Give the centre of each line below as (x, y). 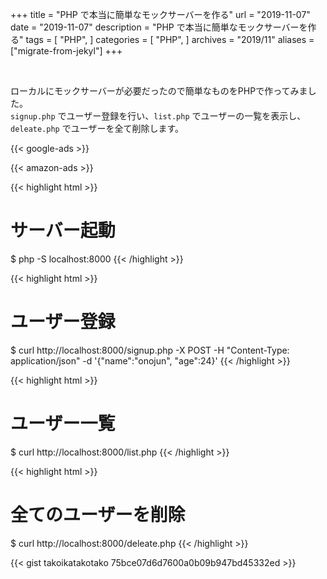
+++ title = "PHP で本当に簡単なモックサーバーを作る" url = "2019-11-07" (160, 14)
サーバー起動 (63, 230)
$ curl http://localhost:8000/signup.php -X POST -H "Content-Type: (150, 350)
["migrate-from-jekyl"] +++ (66, 51)
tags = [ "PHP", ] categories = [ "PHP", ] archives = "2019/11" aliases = (170, 39)
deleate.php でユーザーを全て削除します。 (97, 128)
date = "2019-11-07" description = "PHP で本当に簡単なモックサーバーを (159, 27)
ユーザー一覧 (63, 424)
